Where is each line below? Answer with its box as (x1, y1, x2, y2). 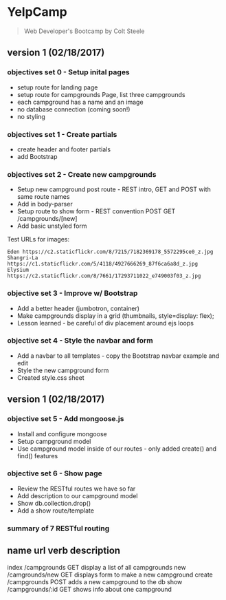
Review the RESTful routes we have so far (16, 484, 136, 493)
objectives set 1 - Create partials (7, 129, 117, 139)
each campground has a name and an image (16, 98, 144, 106)
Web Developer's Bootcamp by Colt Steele (23, 27, 145, 35)
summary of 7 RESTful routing (7, 524, 110, 533)
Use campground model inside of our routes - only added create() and (16, 444, 217, 453)
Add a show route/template (16, 506, 95, 515)
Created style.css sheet (16, 373, 84, 382)
